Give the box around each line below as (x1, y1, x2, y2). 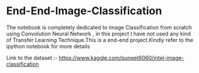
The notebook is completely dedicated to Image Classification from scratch (6, 24, 192, 31)
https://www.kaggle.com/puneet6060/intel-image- (59, 54, 185, 61)
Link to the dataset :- (6, 54, 58, 61)
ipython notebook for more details (6, 43, 91, 50)
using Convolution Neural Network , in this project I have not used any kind (6, 30, 191, 37)
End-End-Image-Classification (6, 4, 162, 18)
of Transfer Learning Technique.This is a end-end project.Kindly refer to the (6, 36, 194, 43)
